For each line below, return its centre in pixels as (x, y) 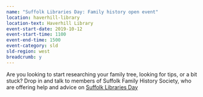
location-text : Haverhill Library (50, 23)
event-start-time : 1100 (36, 35)
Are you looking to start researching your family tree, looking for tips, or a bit (102, 74)
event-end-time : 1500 (34, 40)
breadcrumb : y (24, 57)
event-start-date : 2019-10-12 (45, 29)
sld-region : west (28, 52)
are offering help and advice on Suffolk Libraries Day (72, 87)
